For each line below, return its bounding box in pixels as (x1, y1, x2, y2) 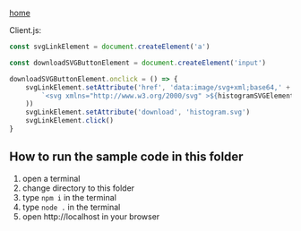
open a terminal (21, 173, 81, 184)
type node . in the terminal (21, 201, 121, 212)
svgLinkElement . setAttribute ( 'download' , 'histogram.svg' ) (25, 107, 251, 117)
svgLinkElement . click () (25, 116, 115, 125)
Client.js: (9, 25, 42, 35)
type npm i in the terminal (21, 192, 116, 202)
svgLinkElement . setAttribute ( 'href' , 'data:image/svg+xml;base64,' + (25, 82, 291, 92)
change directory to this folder (21, 183, 135, 193)
